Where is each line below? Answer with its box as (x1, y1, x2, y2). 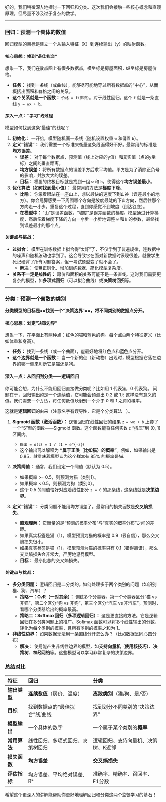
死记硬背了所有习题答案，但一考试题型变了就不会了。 (12, 258, 121, 264)
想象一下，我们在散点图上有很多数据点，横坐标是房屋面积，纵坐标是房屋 (5, 65, 152, 71)
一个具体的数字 (28, 724, 63, 731)
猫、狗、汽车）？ (12, 587, 47, 593)
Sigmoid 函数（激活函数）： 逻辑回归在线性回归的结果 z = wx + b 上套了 (12, 418, 159, 425)
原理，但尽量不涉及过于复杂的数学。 (5, 10, 79, 16)
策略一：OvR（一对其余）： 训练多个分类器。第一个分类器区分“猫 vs (19, 594, 157, 600)
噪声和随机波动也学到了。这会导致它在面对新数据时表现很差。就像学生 (16, 252, 160, 258)
